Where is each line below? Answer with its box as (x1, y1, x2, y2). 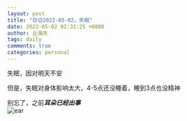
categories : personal (7, 49, 70, 56)
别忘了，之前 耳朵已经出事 (7, 98, 81, 106)
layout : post (7, 10, 45, 17)
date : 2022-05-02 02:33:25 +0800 (7, 23, 105, 30)
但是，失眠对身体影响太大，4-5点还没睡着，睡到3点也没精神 (7, 83, 181, 92)
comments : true (7, 42, 52, 49)
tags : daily (7, 36, 42, 43)
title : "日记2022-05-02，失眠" (7, 17, 93, 24)
